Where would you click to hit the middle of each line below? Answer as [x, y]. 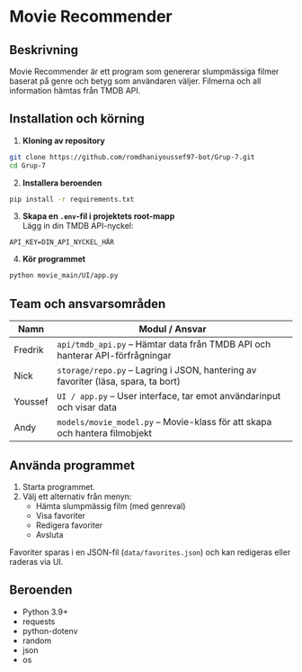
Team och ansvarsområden [88, 304]
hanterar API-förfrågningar [115, 356]
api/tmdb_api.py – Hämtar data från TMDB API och [164, 344]
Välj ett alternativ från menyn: [77, 496]
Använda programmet [72, 465]
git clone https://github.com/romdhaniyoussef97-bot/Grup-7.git [132, 157]
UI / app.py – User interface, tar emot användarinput [169, 396]
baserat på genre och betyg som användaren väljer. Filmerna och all [135, 81]
